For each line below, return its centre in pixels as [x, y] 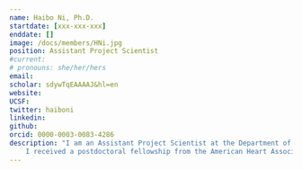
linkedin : [28, 118]
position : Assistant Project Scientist [84, 51]
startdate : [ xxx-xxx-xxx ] [58, 26]
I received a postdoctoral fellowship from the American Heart [147, 151]
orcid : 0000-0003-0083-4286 [62, 135]
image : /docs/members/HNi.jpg [66, 43]
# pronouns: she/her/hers [58, 68]
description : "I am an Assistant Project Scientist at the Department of [151, 143]
